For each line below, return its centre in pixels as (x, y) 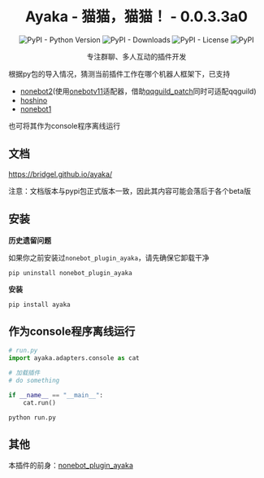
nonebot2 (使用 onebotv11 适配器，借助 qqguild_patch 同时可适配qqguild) (138, 91)
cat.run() (40, 403)
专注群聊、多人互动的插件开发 (136, 56)
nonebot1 (36, 109)
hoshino (34, 100)
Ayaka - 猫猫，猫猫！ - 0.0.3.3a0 (136, 17)
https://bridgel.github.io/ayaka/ (61, 174)
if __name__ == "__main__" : (56, 395)
